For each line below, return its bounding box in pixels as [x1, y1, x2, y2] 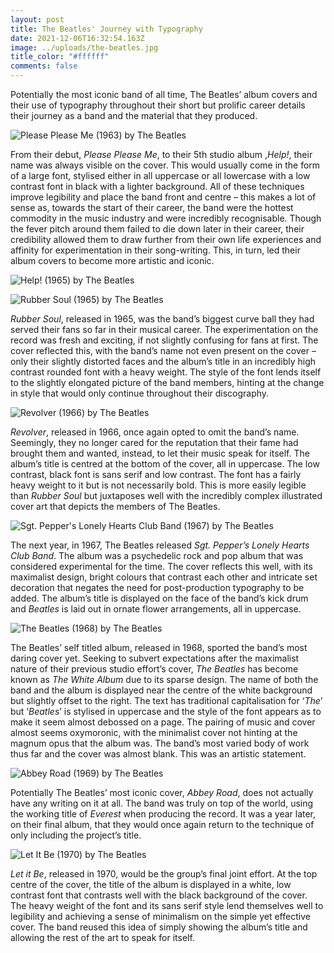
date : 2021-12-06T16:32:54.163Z [10, 33, 145, 43]
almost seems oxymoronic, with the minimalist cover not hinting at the [10, 727, 298, 738]
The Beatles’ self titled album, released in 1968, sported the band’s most [10, 642, 308, 653]
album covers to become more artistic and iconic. [10, 255, 215, 266]
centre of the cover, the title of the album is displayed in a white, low [10, 879, 292, 890]
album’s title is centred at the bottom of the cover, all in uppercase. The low [10, 458, 320, 470]
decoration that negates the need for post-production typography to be [10, 582, 305, 593]
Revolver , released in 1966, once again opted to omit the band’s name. [10, 426, 300, 438]
